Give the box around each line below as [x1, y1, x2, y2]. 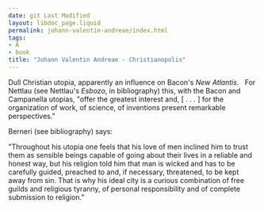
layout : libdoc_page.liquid [8, 19, 101, 27]
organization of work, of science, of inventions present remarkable [8, 102, 226, 112]
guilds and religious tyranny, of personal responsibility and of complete [8, 184, 240, 193]
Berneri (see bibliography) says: [8, 126, 113, 136]
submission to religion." [8, 192, 85, 202]
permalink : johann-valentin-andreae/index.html [8, 26, 169, 34]
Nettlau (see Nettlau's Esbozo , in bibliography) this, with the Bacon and [8, 86, 241, 95]
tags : [8, 33, 26, 42]
